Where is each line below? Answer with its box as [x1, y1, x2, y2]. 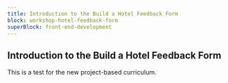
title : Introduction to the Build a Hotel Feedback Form [7, 10, 179, 18]
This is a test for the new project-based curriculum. [7, 68, 157, 77]
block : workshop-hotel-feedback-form [7, 17, 119, 24]
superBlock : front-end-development [7, 23, 112, 30]
